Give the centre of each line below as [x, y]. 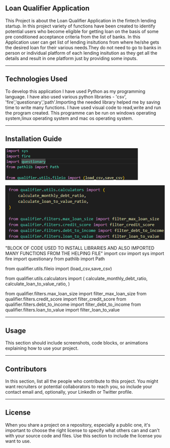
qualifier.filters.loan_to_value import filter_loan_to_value [62, 310]
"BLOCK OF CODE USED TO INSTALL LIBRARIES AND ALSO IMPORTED [80, 248]
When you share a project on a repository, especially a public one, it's [78, 425]
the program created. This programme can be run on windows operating [81, 113]
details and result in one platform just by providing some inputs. [72, 58]
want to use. [18, 441]
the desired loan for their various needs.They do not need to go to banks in [83, 47]
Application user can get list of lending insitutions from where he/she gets [82, 42]
